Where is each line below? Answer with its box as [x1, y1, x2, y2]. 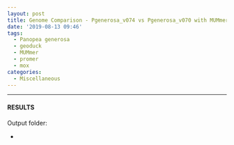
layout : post [7, 10, 45, 17]
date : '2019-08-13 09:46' [7, 23, 82, 30]
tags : [7, 29, 23, 37]
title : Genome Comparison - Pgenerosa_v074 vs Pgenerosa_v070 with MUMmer [7, 17, 229, 24]
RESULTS [7, 102, 35, 112]
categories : [7, 68, 42, 75]
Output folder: [7, 119, 47, 127]
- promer [13, 56, 39, 63]
